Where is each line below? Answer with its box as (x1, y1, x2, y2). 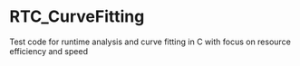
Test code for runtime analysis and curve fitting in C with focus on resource (9, 36, 292, 47)
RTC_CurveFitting (9, 6, 145, 27)
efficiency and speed (9, 45, 89, 56)
